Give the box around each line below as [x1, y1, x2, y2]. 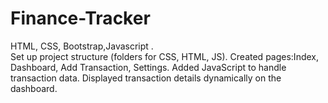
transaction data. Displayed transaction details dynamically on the [10, 72, 282, 84]
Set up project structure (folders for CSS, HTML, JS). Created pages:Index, [10, 50, 320, 62]
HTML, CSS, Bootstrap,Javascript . [10, 40, 154, 52]
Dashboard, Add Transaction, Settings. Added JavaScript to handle [10, 61, 287, 73]
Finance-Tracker [10, 7, 151, 30]
